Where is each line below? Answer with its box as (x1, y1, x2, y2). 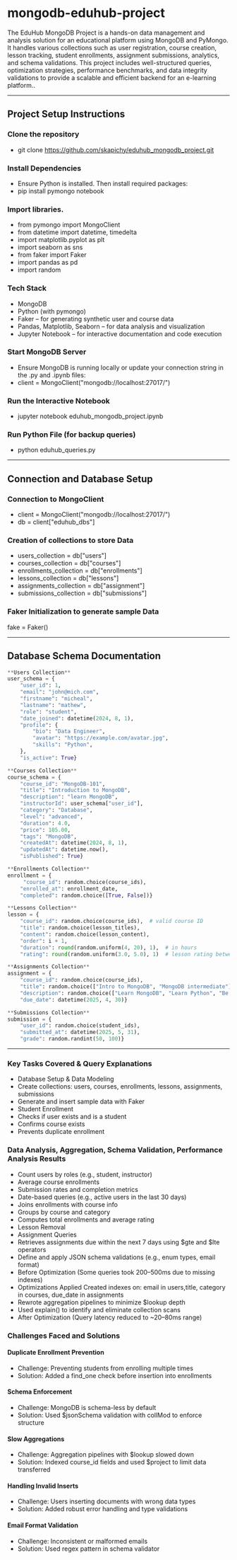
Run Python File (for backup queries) (7, 430, 136, 440)
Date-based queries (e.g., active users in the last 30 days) (17, 1193, 187, 1201)
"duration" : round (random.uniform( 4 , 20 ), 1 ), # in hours (20, 944, 197, 951)
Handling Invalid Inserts (7, 1481, 79, 1490)
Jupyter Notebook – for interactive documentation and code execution (17, 329, 222, 338)
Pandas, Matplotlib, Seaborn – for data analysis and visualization (17, 322, 205, 331)
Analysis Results (7, 1154, 66, 1164)
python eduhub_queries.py (17, 446, 96, 454)
